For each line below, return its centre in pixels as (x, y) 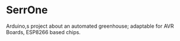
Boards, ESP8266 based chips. (43, 32)
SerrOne (27, 10)
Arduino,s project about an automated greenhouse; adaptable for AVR (90, 26)
